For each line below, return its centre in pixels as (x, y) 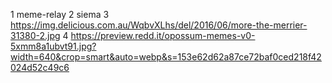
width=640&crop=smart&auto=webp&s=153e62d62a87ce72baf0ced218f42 (166, 57)
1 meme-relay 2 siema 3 (60, 14)
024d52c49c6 (40, 67)
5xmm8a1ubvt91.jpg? (53, 46)
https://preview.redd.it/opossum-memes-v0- (163, 35)
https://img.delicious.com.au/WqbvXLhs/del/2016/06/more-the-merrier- (159, 25)
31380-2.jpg (35, 35)
